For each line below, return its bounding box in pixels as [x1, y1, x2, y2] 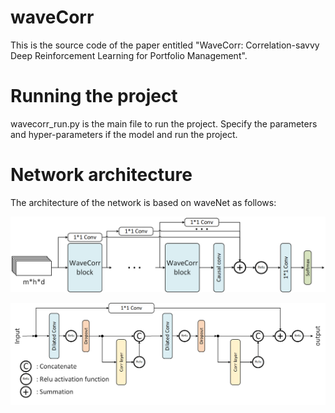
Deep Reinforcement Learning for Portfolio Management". [10, 49, 248, 61]
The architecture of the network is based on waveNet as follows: [10, 196, 277, 208]
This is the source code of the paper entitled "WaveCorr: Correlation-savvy [10, 39, 320, 51]
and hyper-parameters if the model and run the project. [10, 128, 238, 140]
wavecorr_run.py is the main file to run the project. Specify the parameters [10, 117, 318, 130]
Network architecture [10, 164, 193, 186]
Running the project [10, 85, 178, 108]
